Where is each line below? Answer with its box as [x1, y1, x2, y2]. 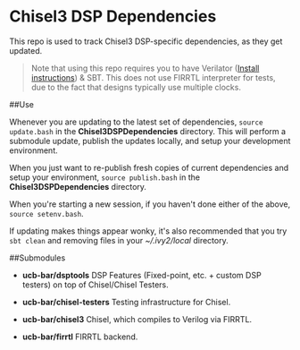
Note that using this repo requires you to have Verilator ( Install [30, 63, 260, 73]
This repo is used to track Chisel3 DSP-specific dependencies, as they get [9, 36, 283, 47]
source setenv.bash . [9, 208, 84, 218]
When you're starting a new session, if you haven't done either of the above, [9, 199, 291, 209]
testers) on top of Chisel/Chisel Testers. [21, 279, 170, 290]
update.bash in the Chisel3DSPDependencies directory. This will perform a [9, 125, 287, 136]
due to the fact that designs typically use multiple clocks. [30, 81, 241, 92]
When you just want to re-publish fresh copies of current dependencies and [9, 162, 288, 173]
